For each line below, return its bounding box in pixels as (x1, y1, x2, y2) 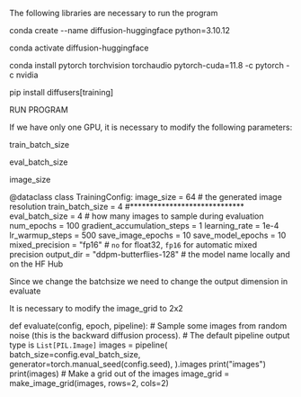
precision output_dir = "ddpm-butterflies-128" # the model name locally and (9, 249, 290, 259)
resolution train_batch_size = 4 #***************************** (9, 202, 244, 212)
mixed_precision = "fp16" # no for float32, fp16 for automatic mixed (9, 239, 258, 250)
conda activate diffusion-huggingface (9, 42, 149, 53)
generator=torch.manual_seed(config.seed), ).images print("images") (9, 359, 267, 369)
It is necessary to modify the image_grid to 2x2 (9, 303, 184, 313)
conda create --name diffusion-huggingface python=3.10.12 (9, 25, 231, 35)
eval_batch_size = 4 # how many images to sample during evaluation (9, 211, 264, 221)
